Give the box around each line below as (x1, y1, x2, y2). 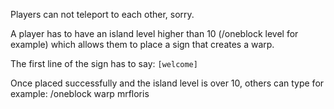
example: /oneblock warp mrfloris (10, 88, 150, 99)
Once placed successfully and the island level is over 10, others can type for (10, 77, 325, 89)
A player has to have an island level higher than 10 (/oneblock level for (10, 28, 299, 39)
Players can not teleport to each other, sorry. (10, 9, 195, 20)
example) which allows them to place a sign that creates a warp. (10, 39, 275, 50)
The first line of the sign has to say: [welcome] (10, 58, 198, 69)
